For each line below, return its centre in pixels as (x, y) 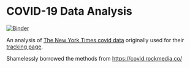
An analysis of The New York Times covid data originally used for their (95, 40)
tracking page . (25, 47)
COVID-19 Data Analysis (70, 11)
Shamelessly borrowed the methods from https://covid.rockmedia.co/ (94, 58)
